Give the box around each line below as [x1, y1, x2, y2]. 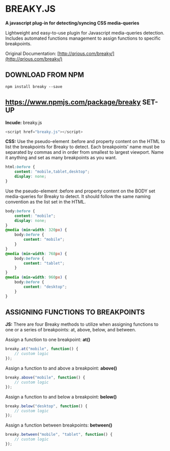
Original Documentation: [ [5, 50, 60, 57]
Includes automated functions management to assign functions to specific [5, 35, 161, 41]
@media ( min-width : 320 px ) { [5, 228, 67, 233]
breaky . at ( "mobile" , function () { [5, 347, 79, 352]
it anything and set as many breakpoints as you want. [5, 155, 117, 161]
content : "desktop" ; [23, 284, 67, 289]
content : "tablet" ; [23, 261, 65, 266]
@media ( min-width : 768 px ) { [5, 251, 67, 256]
